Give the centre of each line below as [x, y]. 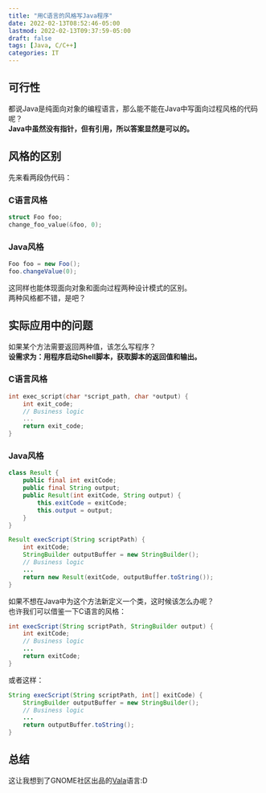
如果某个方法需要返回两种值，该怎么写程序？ [82, 346]
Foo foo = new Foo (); [45, 264]
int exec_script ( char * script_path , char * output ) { [98, 396]
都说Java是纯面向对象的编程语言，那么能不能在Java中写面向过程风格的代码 [133, 108]
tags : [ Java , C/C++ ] [43, 46]
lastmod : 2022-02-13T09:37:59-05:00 [70, 31]
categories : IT [34, 53]
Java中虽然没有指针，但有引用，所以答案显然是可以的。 [101, 129]
